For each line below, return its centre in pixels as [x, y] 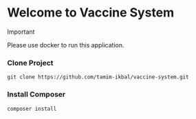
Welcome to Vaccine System [91, 13]
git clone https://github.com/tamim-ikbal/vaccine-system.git [98, 77]
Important [21, 32]
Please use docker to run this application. [66, 45]
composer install [32, 109]
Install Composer [36, 94]
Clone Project [30, 63]
